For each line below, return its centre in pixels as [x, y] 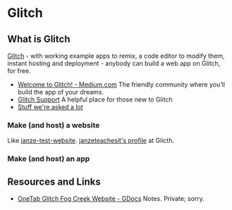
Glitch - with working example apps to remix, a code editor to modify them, [116, 56]
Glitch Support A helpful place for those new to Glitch [95, 99]
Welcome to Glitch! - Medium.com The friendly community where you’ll [121, 85]
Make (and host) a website [54, 125]
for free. [19, 71]
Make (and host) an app [49, 159]
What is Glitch [39, 39]
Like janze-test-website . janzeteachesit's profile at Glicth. [91, 141]
